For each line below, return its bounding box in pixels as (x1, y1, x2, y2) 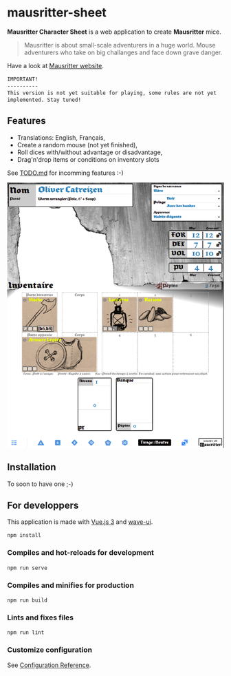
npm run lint (7, 629, 45, 636)
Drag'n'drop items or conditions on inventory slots (16, 155, 159, 163)
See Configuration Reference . (7, 661, 91, 669)
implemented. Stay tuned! (7, 96, 81, 103)
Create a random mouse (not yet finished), (16, 140, 137, 149)
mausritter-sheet (7, 5, 107, 21)
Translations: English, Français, (16, 133, 105, 142)
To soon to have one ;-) (7, 480, 74, 488)
